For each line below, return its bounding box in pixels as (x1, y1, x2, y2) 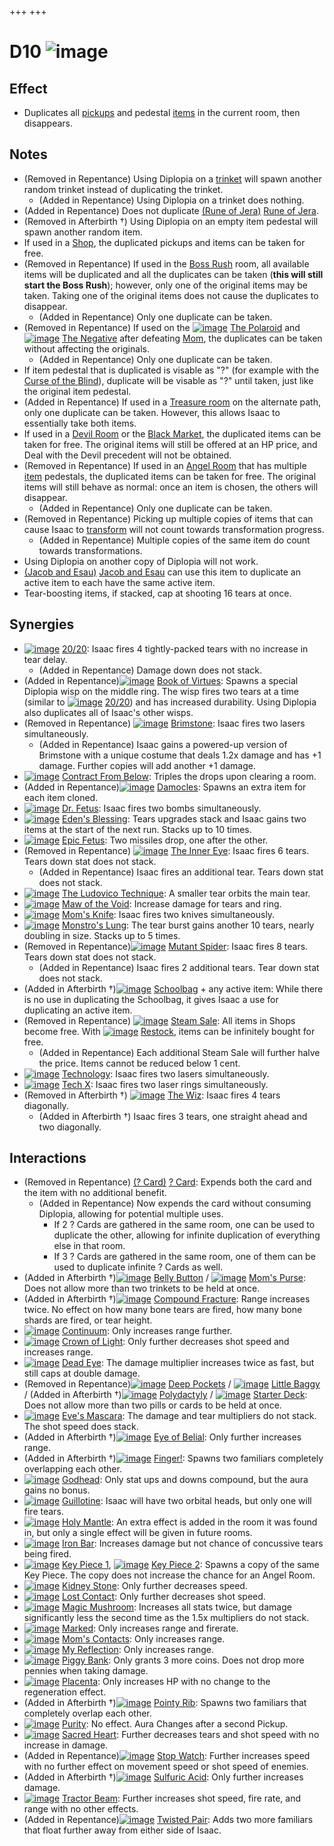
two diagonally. (38, 1121, 102, 1133)
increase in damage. (23, 1739, 109, 1751)
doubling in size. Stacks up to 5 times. (23, 929, 181, 941)
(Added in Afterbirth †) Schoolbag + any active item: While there (23, 982, 324, 995)
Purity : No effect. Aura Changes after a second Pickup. (62, 1718, 289, 1730)
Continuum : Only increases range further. (62, 1325, 233, 1337)
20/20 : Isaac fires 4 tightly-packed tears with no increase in (62, 642, 309, 655)
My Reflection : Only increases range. (62, 1644, 214, 1656)
